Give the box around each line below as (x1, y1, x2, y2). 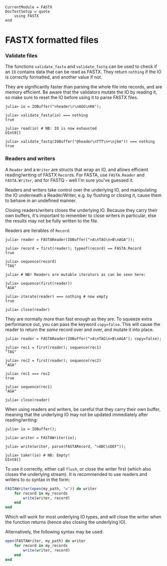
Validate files (5, 52, 38, 59)
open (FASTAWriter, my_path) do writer (5, 538, 86, 543)
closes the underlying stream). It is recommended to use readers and (5, 471, 148, 477)
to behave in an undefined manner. (5, 197, 77, 203)
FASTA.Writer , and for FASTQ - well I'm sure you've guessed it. (5, 177, 134, 183)
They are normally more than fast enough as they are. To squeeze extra (5, 315, 152, 322)
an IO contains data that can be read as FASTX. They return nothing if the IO (5, 69, 162, 75)
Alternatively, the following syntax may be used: (5, 529, 104, 535)
